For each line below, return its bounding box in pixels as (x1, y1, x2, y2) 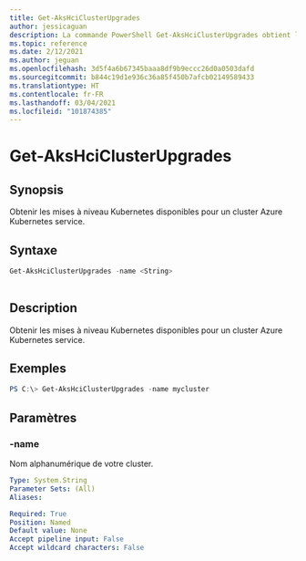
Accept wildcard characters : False (9, 544, 145, 553)
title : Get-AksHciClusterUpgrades (9, 13, 141, 23)
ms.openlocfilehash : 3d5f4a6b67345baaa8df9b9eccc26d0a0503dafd (9, 65, 255, 74)
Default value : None (9, 526, 88, 535)
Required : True (9, 509, 67, 518)
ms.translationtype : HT (9, 81, 100, 90)
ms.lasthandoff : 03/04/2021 (9, 98, 117, 108)
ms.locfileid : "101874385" (9, 107, 112, 116)
